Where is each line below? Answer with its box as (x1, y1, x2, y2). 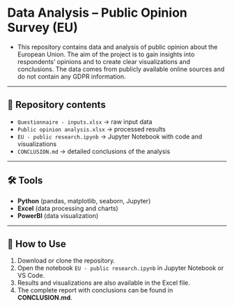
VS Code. (17, 271, 45, 280)
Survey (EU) (7, 19, 79, 36)
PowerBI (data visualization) (17, 211, 99, 220)
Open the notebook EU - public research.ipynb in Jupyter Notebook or (17, 264, 224, 272)
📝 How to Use (7, 238, 66, 250)
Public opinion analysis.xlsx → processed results (17, 125, 166, 133)
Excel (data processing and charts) (17, 204, 118, 212)
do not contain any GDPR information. (17, 72, 126, 81)
